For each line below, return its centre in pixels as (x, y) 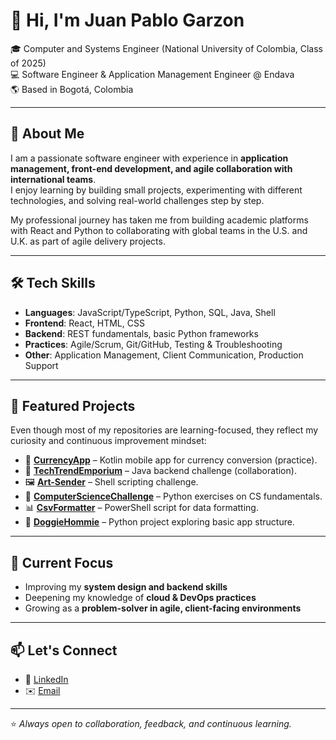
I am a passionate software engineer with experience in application (149, 158)
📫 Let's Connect (64, 650)
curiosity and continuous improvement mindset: (108, 441)
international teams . (53, 179)
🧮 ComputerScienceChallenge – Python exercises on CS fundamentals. (173, 496)
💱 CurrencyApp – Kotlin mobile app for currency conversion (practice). (171, 460)
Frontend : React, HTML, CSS (84, 323)
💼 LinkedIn (46, 679)
